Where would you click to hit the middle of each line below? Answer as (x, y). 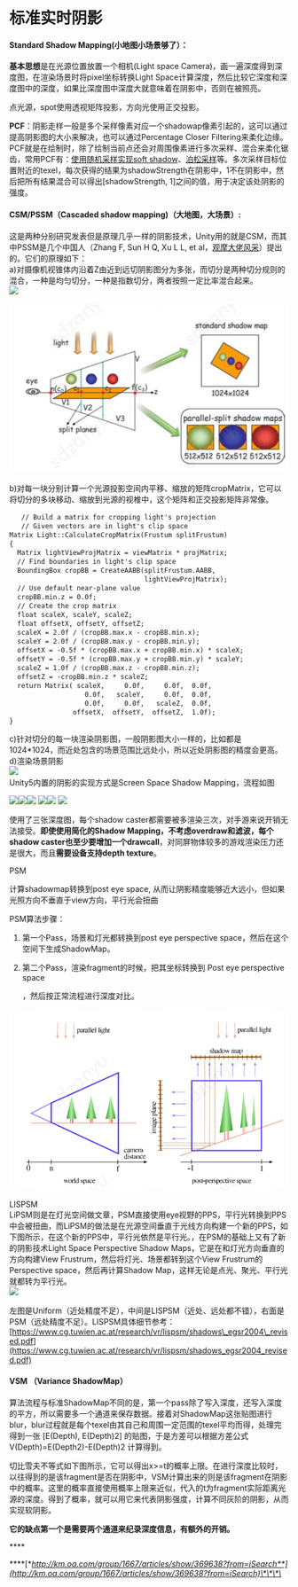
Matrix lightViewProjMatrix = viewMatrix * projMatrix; (122, 553)
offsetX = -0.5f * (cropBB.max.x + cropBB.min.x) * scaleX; (130, 651)
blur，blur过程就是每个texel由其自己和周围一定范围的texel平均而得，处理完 (145, 1425)
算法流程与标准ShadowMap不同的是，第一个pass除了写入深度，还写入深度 (145, 1403)
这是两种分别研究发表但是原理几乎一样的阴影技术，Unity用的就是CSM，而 (144, 236)
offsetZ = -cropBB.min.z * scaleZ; (83, 677)
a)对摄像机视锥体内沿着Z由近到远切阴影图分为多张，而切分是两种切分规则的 (147, 269)
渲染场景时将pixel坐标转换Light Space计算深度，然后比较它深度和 (160, 77)
